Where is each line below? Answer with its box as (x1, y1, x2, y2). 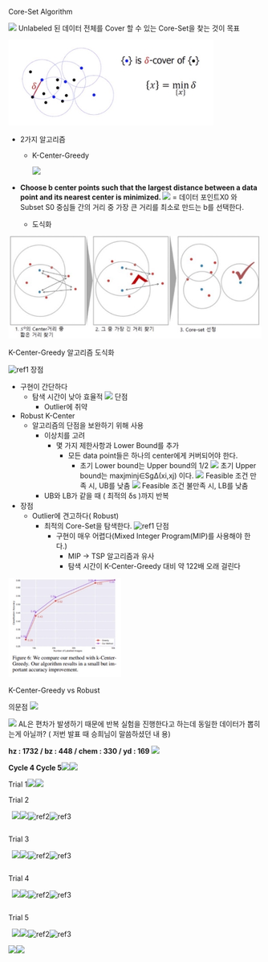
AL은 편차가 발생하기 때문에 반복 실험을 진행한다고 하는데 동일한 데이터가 (18, 719, 246, 729)
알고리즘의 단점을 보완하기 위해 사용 (31, 420, 144, 430)
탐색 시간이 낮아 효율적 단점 (31, 392, 128, 401)
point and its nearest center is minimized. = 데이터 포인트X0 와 (19, 192, 238, 202)
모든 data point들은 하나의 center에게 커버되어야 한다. (67, 450, 238, 460)
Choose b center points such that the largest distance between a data (19, 183, 258, 192)
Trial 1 (8, 779, 28, 789)
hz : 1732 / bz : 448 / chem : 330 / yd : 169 (8, 746, 150, 755)
